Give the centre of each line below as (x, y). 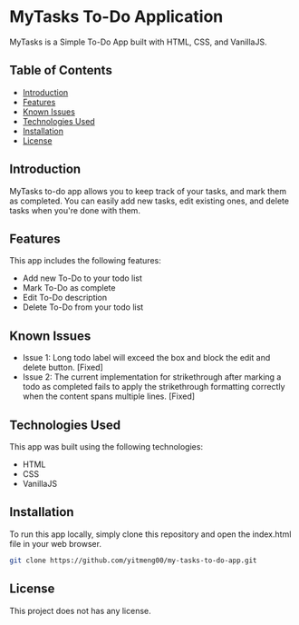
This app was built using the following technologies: (106, 446)
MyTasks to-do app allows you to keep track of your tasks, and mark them (148, 191)
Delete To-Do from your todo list (83, 307)
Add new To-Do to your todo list (82, 278)
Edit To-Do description (65, 298)
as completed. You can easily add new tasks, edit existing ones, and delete (149, 201)
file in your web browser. (56, 543)
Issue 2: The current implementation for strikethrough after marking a (152, 377)
